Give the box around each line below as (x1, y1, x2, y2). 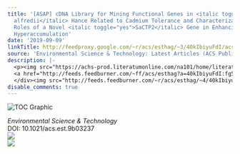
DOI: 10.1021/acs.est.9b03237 (7, 124, 95, 133)
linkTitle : (7, 43, 40, 51)
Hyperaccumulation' (14, 30, 72, 38)
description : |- (7, 57, 56, 64)
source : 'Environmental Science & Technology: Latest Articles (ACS (7, 51, 216, 58)
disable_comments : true (7, 83, 79, 91)
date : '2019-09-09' (7, 37, 66, 44)
